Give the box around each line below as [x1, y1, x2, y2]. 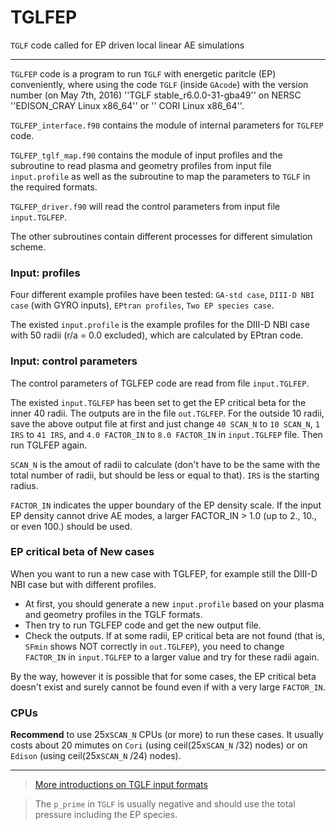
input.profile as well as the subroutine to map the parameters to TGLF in [10, 170, 311, 182]
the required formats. [10, 181, 98, 193]
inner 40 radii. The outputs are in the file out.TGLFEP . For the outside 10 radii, [10, 407, 325, 419]
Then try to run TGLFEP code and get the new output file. [24, 619, 262, 631]
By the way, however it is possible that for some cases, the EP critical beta [10, 670, 317, 682]
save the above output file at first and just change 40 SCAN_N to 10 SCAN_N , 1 [10, 417, 320, 430]
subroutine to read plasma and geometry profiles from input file [10, 159, 272, 171]
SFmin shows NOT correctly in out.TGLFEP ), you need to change [24, 640, 285, 652]
